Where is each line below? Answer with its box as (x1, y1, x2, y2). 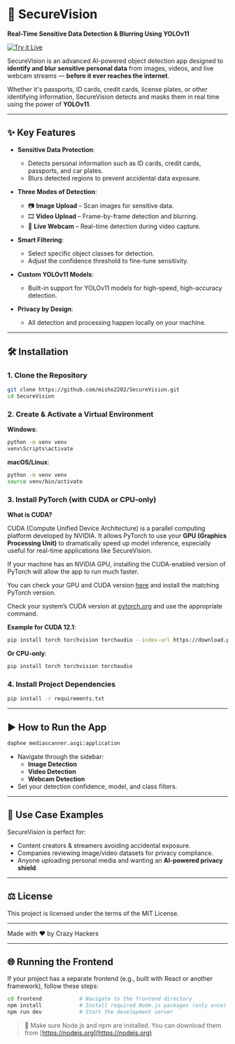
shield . (17, 863, 38, 872)
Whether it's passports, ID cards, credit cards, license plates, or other (7, 85, 208, 93)
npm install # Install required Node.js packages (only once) (7, 1002, 227, 1009)
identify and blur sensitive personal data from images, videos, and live (7, 64, 214, 72)
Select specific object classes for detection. (27, 249, 155, 258)
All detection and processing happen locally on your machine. (27, 318, 206, 326)
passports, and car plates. (27, 166, 104, 174)
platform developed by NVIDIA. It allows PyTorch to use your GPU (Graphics (7, 531, 227, 540)
